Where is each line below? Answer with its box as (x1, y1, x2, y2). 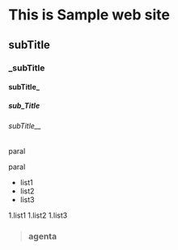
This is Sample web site (8, 6, 170, 24)
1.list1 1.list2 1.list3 (8, 210, 68, 220)
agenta (28, 231, 57, 242)
